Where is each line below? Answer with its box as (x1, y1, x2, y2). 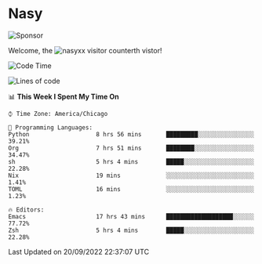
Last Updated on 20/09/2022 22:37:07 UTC (8, 247, 150, 256)
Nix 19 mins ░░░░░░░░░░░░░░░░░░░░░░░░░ (8, 172, 255, 179)
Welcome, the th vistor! (8, 45, 162, 55)
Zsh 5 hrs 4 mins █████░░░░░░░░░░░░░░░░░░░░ (8, 226, 255, 234)
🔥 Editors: (8, 205, 45, 214)
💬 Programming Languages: (8, 123, 93, 132)
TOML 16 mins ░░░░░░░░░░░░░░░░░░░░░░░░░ (8, 185, 255, 193)
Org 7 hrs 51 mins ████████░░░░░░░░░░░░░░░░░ (8, 144, 255, 152)
